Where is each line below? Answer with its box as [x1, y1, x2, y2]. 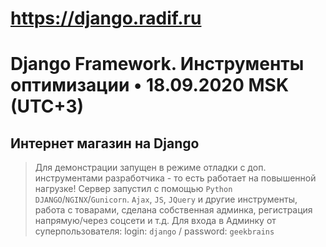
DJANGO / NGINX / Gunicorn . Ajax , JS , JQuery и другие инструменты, [34, 193, 298, 206]
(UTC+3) [10, 95, 85, 118]
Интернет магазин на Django [10, 135, 200, 152]
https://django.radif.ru [10, 7, 202, 30]
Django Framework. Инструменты [10, 53, 305, 76]
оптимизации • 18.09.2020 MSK [10, 74, 290, 97]
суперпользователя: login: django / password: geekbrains [34, 225, 275, 237]
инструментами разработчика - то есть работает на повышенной [34, 172, 317, 184]
